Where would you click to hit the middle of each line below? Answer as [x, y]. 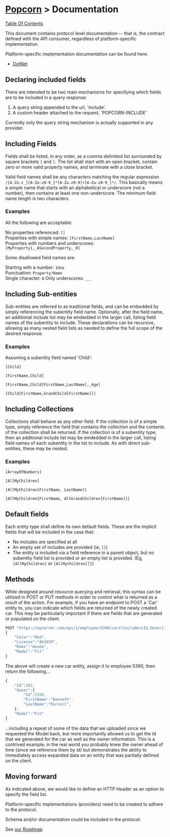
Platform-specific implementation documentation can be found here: [77, 54]
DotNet [20, 64]
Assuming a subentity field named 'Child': [49, 357]
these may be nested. [45, 448]
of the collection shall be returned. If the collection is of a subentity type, [81, 432]
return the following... [28, 671]
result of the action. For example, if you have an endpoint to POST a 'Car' [81, 602]
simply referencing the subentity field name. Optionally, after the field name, [84, 312]
